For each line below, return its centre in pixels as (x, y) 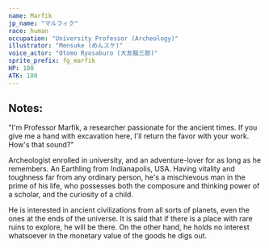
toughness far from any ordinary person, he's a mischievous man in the (127, 177)
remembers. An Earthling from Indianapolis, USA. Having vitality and (122, 169)
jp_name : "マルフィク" (44, 23)
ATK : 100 (23, 76)
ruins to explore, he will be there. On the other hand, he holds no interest (129, 227)
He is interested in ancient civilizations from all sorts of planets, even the (129, 210)
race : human (28, 31)
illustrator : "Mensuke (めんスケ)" (66, 46)
